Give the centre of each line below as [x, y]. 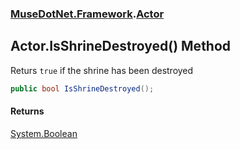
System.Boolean [44, 133]
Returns [27, 111]
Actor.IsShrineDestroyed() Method [121, 46]
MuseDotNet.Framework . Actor [87, 14]
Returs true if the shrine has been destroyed [102, 70]
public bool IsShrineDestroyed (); [82, 88]
